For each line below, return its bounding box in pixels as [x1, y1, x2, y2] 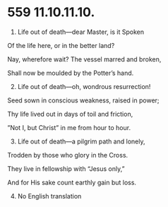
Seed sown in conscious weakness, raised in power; [7, 96, 160, 105]
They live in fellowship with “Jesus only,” [7, 164, 125, 173]
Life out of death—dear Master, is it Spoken [17, 28, 145, 36]
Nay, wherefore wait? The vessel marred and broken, [7, 54, 162, 64]
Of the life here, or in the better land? [7, 41, 115, 49]
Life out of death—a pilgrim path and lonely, [17, 137, 145, 146]
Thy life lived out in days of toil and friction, [7, 110, 133, 118]
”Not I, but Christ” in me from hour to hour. [7, 123, 131, 131]
